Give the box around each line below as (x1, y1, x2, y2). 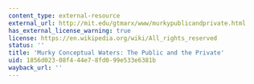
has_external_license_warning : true (8, 26, 131, 34)
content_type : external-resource (8, 11, 121, 20)
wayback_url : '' (8, 64, 63, 72)
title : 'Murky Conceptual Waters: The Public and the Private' (8, 49, 225, 57)
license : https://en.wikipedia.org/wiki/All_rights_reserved (8, 34, 218, 42)
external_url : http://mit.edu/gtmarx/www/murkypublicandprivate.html (8, 19, 247, 27)
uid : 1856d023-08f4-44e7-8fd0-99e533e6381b (8, 57, 157, 65)
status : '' (8, 42, 45, 50)
